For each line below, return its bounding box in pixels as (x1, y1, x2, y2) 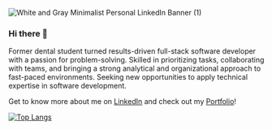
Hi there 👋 (8, 28, 49, 39)
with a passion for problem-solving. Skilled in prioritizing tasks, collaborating (8, 55, 265, 65)
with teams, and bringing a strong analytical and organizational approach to (8, 63, 261, 73)
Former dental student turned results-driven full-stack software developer (8, 46, 257, 56)
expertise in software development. (8, 81, 127, 91)
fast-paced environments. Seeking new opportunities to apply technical (8, 72, 248, 82)
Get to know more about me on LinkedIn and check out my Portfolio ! (8, 97, 237, 106)
